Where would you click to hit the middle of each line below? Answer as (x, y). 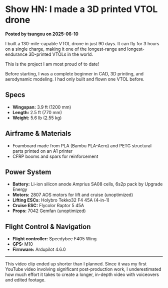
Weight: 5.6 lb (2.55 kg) (37, 118)
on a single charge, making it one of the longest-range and (66, 49)
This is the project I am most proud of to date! (52, 64)
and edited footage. (25, 280)
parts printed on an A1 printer (42, 151)
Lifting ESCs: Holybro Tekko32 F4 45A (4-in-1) (61, 200)
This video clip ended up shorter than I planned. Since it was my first (76, 264)
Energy (20, 189)
